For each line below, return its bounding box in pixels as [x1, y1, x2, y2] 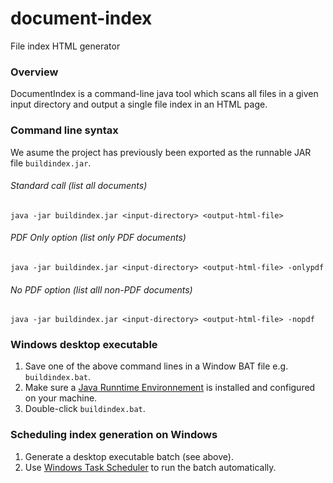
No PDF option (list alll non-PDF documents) [10, 283, 193, 296]
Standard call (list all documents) [10, 180, 148, 192]
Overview [10, 65, 59, 79]
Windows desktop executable [10, 338, 158, 352]
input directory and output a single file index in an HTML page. [10, 98, 268, 111]
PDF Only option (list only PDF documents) [10, 232, 187, 244]
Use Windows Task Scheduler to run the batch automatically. [24, 461, 277, 473]
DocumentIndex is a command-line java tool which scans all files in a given [10, 88, 319, 100]
